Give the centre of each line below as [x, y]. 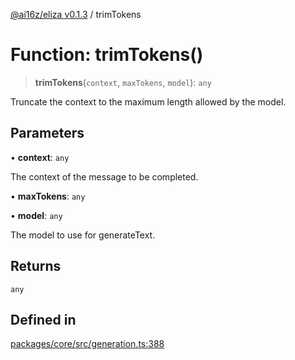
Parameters [47, 133]
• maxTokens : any [48, 196]
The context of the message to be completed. [104, 176]
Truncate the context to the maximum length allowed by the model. [148, 101]
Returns [36, 266]
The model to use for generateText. [83, 235]
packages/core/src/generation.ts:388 [87, 344]
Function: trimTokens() [107, 55]
